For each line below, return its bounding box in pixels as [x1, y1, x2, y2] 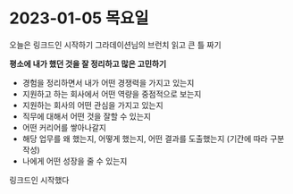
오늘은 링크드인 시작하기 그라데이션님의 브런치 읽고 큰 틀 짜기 [9, 39, 222, 50]
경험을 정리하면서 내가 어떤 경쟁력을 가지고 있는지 [21, 77, 195, 88]
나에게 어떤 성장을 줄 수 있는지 [21, 156, 128, 166]
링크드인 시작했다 [9, 174, 70, 185]
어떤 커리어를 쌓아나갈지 [21, 122, 107, 132]
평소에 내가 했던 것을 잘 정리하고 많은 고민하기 [9, 58, 167, 69]
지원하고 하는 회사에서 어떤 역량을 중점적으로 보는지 [21, 89, 202, 99]
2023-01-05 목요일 [9, 8, 149, 29]
